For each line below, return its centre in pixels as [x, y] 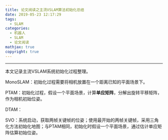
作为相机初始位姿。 [25, 98]
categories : [17, 28]
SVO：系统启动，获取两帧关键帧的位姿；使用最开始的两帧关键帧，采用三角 [82, 120]
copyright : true [22, 51]
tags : [11, 19]
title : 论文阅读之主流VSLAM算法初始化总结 [45, 10]
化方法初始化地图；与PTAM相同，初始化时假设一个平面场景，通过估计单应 [81, 126]
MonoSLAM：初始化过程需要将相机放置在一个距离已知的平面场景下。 [76, 82]
